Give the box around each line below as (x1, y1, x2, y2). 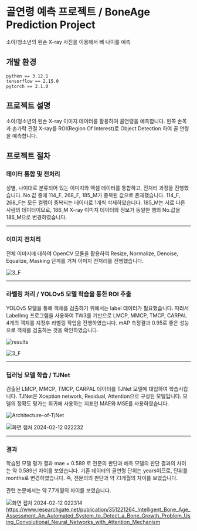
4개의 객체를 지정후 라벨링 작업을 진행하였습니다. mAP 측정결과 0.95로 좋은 (6, 319, 179, 326)
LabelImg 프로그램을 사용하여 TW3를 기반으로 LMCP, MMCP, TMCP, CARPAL (6, 312, 188, 319)
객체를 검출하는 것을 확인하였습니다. (16, 326, 98, 333)
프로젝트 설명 (6, 101, 51, 111)
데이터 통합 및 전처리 (6, 170, 60, 178)
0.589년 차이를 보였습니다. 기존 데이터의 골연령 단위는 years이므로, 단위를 (18, 467, 188, 474)
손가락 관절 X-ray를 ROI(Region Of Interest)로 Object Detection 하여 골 (12, 124, 179, 132)
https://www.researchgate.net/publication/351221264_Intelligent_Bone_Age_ (6, 506, 191, 513)
